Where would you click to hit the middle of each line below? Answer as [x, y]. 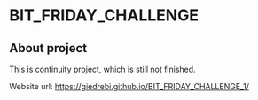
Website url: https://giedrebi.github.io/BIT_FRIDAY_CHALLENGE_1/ [129, 86]
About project [48, 48]
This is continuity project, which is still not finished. [103, 69]
